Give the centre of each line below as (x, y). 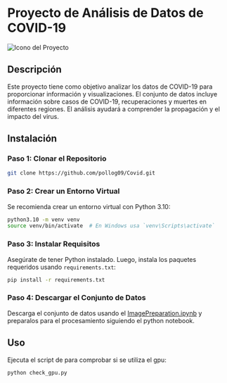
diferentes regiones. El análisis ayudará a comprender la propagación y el (113, 109)
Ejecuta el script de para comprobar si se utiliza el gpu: (87, 360)
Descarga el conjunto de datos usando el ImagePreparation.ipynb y (105, 313)
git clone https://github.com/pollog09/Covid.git (82, 173)
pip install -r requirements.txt (56, 280)
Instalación (32, 139)
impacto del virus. (33, 116)
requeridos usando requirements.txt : (61, 267)
